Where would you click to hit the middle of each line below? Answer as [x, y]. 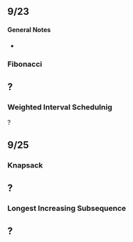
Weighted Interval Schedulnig [60, 107]
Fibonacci [25, 64]
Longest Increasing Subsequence [67, 208]
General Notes [29, 29]
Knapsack [25, 165]
